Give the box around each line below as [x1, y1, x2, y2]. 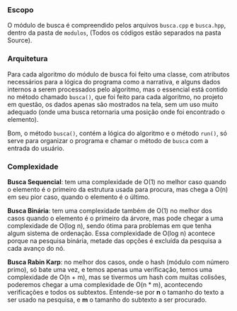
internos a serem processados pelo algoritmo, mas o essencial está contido [7, 85, 228, 94]
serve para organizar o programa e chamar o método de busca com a [7, 136, 209, 145]
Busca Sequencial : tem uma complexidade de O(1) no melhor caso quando [7, 177, 226, 186]
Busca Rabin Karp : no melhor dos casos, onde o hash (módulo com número [7, 257, 229, 266]
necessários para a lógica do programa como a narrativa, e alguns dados [7, 77, 221, 86]
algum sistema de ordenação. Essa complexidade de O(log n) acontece [7, 229, 216, 237]
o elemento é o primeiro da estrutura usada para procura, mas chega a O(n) [7, 185, 229, 193]
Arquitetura [7, 54, 48, 64]
